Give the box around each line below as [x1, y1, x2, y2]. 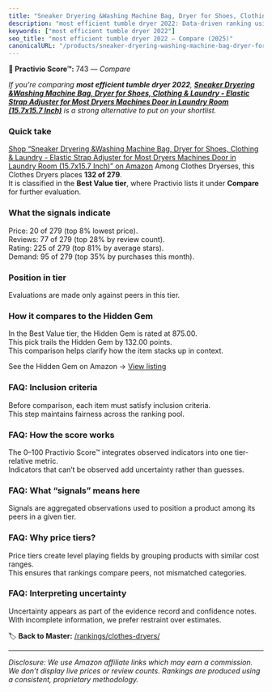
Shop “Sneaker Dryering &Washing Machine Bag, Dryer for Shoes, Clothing [8, 144, 259, 154]
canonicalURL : [8, 42, 57, 50]
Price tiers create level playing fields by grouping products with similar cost [8, 550, 260, 560]
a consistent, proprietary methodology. [8, 674, 139, 684]
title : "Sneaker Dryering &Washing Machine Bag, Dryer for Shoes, [8, 11, 237, 20]
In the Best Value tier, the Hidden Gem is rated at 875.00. [8, 329, 198, 338]
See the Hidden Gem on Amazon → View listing [8, 362, 167, 371]
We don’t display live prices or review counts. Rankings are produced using [8, 665, 261, 676]
